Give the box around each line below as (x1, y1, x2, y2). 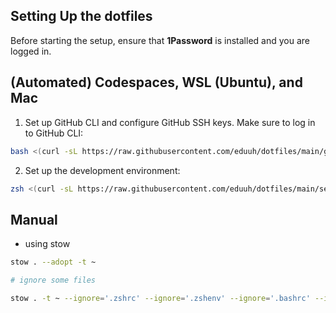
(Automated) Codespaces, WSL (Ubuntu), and (10, 74, 303, 91)
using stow (24, 238, 71, 250)
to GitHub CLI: (24, 127, 84, 139)
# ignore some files (10, 275, 97, 286)
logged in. (10, 45, 52, 57)
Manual (10, 211, 58, 228)
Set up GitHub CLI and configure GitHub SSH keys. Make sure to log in (24, 116, 316, 128)
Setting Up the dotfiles (10, 8, 153, 25)
